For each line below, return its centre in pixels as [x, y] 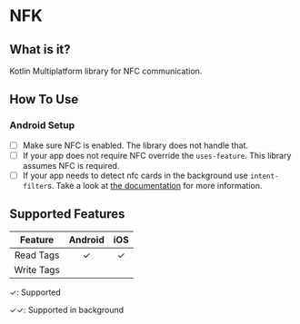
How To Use [44, 99]
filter [35, 186]
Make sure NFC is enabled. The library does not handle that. [135, 145]
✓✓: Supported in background [67, 309]
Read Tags [37, 255]
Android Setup [42, 125]
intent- [264, 176]
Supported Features [67, 214]
